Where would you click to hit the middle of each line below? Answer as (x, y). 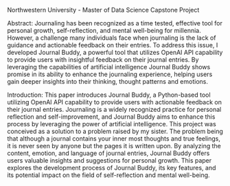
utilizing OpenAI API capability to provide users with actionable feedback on (114, 102)
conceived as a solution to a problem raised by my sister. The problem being (115, 131)
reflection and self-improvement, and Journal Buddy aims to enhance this (111, 117)
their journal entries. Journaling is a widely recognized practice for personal (114, 109)
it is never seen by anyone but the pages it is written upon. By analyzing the (114, 146)
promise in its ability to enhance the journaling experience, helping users (110, 74)
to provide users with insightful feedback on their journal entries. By (103, 60)
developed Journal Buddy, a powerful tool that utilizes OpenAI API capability (115, 52)
